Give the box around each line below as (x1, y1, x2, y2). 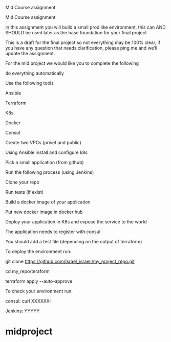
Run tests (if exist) (5, 189, 44, 195)
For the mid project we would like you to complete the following (5, 60, 139, 66)
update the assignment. (5, 51, 55, 56)
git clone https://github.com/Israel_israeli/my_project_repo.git (5, 258, 135, 264)
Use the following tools (5, 80, 54, 86)
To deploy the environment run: (5, 248, 72, 255)
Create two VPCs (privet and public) (5, 140, 81, 145)
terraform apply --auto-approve (5, 278, 73, 284)
